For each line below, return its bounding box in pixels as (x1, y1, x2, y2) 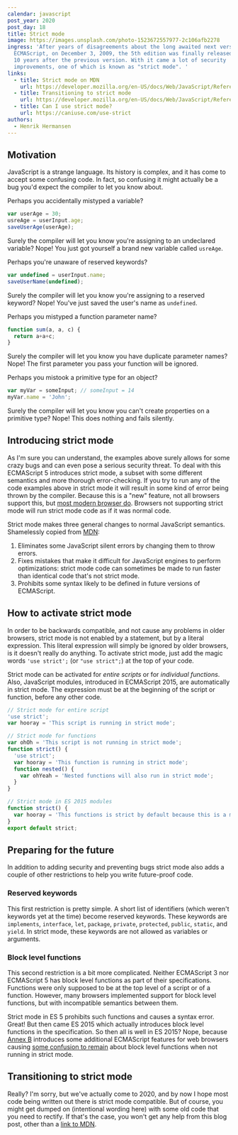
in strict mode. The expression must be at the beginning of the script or (7, 685, 216, 693)
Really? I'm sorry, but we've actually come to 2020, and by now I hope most (7, 1090, 229, 1098)
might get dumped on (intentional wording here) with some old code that (7, 1104, 220, 1113)
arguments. (7, 935, 41, 943)
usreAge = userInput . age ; (7, 217, 84, 224)
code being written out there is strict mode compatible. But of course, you (7, 1097, 223, 1105)
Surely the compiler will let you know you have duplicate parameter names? (7, 352, 228, 361)
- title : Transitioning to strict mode (13, 89, 132, 97)
